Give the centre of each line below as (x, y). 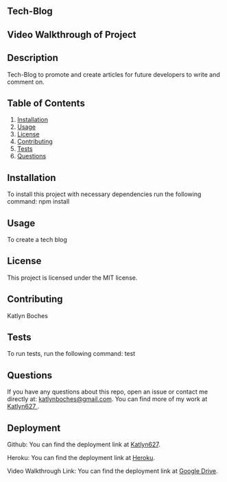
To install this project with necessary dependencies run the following (104, 194)
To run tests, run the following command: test (71, 354)
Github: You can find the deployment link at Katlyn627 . (84, 444)
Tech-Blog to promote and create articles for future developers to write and (114, 74)
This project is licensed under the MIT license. (72, 278)
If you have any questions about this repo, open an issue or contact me (107, 392)
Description (33, 58)
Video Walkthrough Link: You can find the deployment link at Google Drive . (112, 471)
